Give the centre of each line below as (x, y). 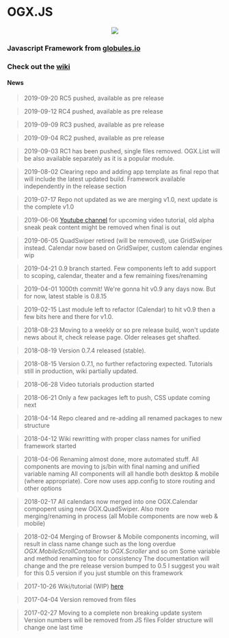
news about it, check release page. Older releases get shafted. (112, 337)
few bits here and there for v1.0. (69, 316)
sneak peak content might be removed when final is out (102, 227)
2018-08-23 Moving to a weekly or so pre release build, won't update (122, 330)
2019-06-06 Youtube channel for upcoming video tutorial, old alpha (119, 220)
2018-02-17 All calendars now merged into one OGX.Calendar (111, 501)
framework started (50, 446)
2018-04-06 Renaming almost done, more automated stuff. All (111, 459)
